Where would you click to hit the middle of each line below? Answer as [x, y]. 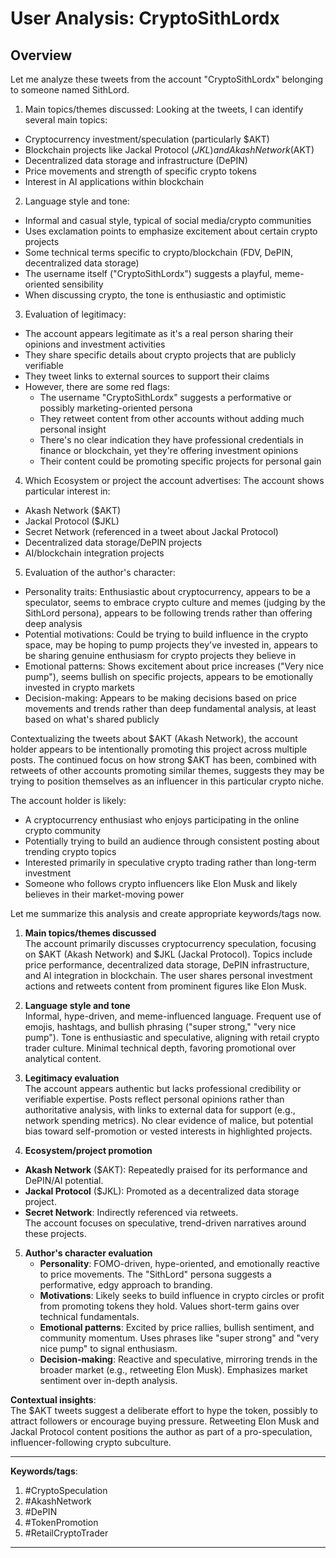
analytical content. [63, 1058]
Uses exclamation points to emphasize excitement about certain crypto [171, 231]
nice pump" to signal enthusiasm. [108, 1348]
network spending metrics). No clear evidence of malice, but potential [169, 1120]
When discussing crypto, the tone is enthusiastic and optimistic [155, 295]
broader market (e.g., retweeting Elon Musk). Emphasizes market [173, 1370]
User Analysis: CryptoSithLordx [145, 18]
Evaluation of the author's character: [100, 572]
